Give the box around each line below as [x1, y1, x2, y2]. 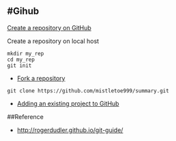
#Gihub [7, 5, 40, 17]
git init [7, 62, 32, 69]
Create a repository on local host [7, 37, 100, 45]
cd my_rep [7, 56, 35, 63]
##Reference [7, 112, 44, 120]
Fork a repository [16, 74, 65, 82]
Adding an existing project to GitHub [16, 99, 119, 107]
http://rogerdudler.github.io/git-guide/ [16, 126, 123, 134]
